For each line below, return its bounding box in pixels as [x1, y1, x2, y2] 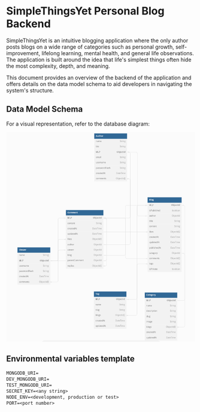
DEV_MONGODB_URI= [6, 377, 50, 383]
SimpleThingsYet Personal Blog [6, 4, 165, 18]
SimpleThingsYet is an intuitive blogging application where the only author [6, 37, 189, 44]
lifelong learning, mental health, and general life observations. [41, 49, 195, 56]
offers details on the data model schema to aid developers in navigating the [6, 80, 192, 88]
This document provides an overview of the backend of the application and [6, 74, 192, 81]
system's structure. [6, 86, 54, 94]
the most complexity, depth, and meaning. [6, 62, 110, 70]
